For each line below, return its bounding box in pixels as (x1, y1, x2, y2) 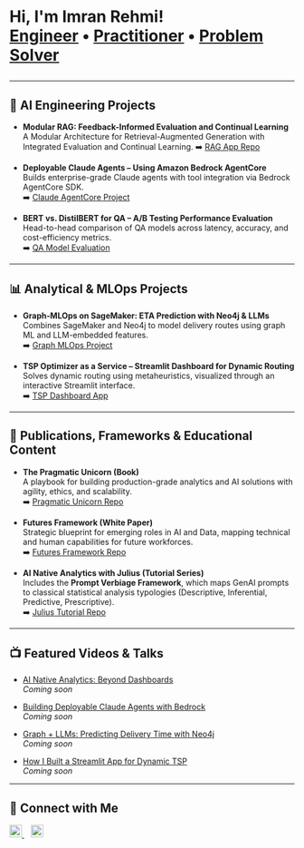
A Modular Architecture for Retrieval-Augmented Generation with (22, 132, 265, 141)
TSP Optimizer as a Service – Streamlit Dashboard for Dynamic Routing (22, 360, 295, 371)
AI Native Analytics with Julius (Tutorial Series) (22, 567, 204, 578)
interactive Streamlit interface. (22, 379, 136, 391)
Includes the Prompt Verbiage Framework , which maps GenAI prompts (22, 577, 290, 588)
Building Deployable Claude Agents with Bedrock (22, 701, 206, 713)
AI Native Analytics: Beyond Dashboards (22, 674, 174, 686)
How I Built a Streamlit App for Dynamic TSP (22, 755, 188, 767)
